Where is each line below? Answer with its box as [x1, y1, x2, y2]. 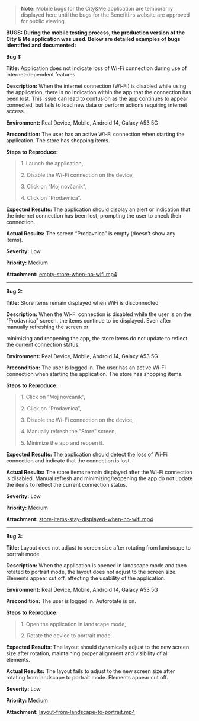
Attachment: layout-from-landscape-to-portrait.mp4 [6, 709, 136, 715]
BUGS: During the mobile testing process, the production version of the [6, 29, 185, 36]
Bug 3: [6, 533, 23, 540]
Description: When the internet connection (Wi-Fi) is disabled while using [6, 82, 187, 90]
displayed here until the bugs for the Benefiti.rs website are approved [20, 11, 190, 18]
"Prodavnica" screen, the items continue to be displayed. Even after [6, 317, 172, 324]
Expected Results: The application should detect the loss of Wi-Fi [6, 451, 168, 458]
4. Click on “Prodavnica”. [20, 194, 82, 201]
